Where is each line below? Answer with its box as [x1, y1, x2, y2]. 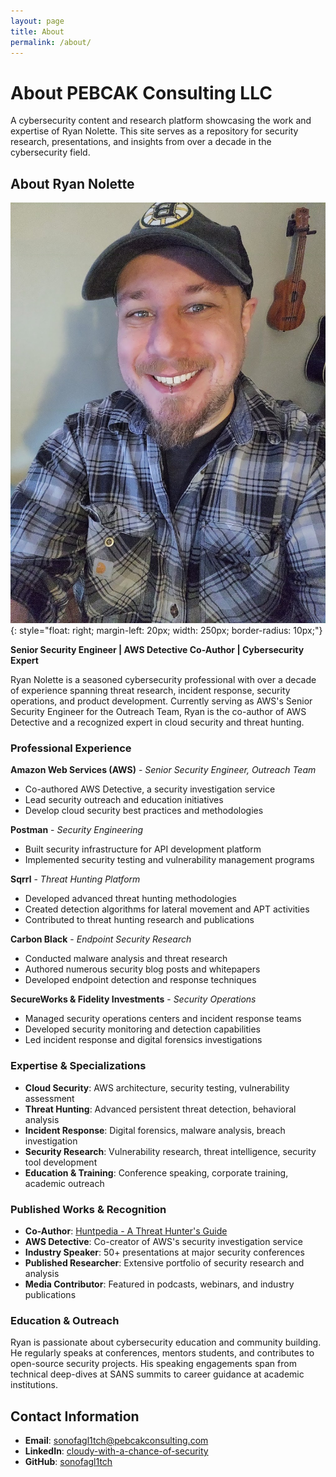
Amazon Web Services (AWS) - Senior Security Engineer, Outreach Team [10, 764, 317, 776]
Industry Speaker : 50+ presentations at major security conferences [24, 1246, 305, 1258]
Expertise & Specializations [10, 1059, 147, 1073]
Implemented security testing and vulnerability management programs [24, 854, 315, 866]
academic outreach [24, 1177, 105, 1189]
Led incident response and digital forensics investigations [24, 1034, 263, 1046]
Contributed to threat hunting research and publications [24, 914, 255, 926]
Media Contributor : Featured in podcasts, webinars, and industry [24, 1278, 295, 1290]
